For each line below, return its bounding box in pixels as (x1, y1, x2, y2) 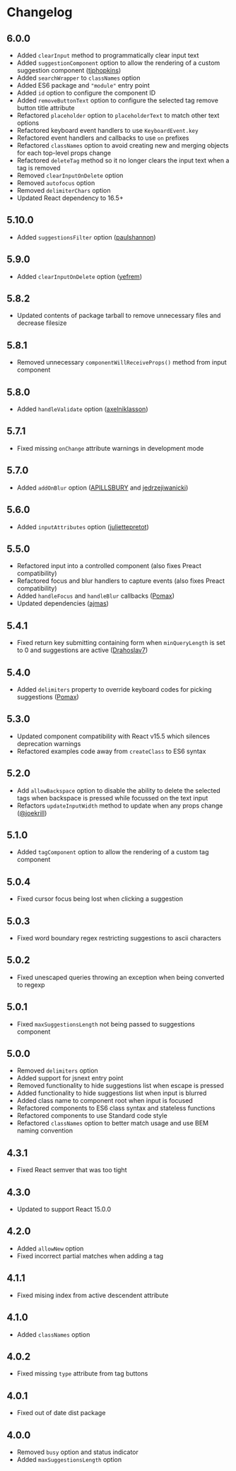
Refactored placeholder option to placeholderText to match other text (16, 111, 220, 119)
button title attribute (16, 104, 75, 112)
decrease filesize (16, 319, 67, 327)
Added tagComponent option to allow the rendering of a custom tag (16, 848, 209, 856)
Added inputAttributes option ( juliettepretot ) (16, 522, 149, 531)
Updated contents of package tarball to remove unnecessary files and (16, 312, 221, 320)
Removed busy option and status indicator (16, 1448, 138, 1456)
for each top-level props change (16, 149, 111, 157)
